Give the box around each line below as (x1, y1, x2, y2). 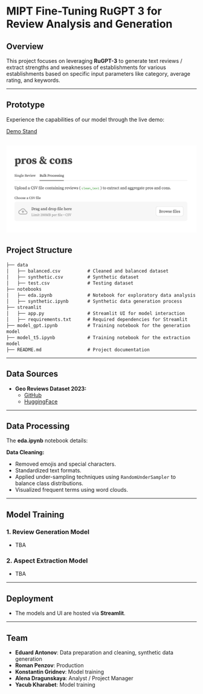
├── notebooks (6, 286, 42, 292)
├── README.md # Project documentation (6, 346, 150, 352)
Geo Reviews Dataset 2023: (14, 385, 87, 392)
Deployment (6, 593, 54, 604)
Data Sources (6, 369, 59, 379)
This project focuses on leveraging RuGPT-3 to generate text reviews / (6, 58, 182, 64)
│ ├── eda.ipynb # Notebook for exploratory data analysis (6, 292, 196, 298)
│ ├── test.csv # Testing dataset (6, 280, 134, 286)
